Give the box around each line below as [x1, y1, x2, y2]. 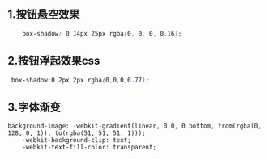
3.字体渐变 [7, 100, 62, 114]
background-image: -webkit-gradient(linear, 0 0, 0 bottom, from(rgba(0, [7, 122, 263, 131]
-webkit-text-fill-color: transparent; [22, 144, 157, 152]
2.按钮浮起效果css [7, 54, 100, 68]
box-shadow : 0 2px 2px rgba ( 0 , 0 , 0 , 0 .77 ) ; [11, 76, 150, 84]
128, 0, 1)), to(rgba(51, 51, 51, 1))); [7, 129, 147, 137]
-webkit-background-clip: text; [22, 136, 131, 144]
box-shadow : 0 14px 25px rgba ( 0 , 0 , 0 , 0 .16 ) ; [22, 29, 182, 38]
